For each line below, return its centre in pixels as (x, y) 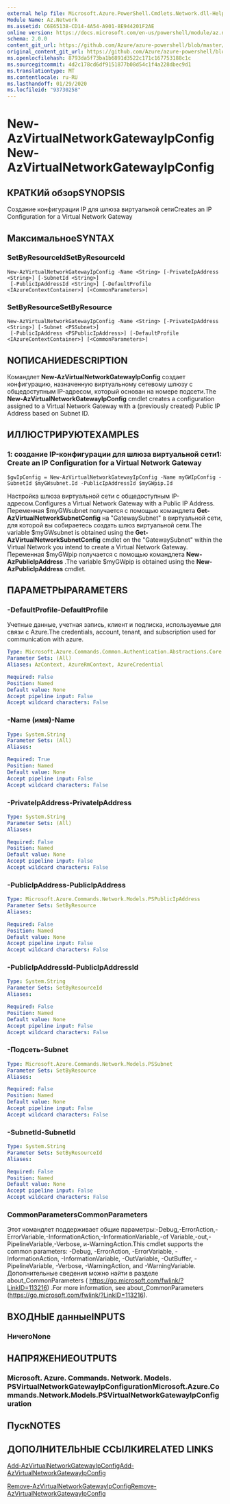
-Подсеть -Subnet (38, 1050)
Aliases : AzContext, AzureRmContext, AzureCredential (86, 665)
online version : (30, 33)
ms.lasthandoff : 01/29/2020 (47, 84)
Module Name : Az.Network (42, 20)
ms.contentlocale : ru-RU (42, 77)
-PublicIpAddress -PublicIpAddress (66, 885)
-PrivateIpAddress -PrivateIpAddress (69, 802)
